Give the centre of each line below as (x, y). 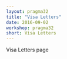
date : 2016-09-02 (27, 22)
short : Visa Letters (31, 33)
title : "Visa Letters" (34, 17)
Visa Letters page (27, 50)
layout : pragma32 (27, 11)
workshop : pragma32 (30, 28)
